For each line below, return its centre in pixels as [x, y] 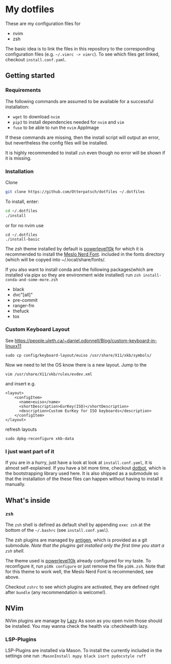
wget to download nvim [36, 116]
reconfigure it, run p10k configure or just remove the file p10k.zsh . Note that [85, 566]
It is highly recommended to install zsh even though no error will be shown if [85, 153]
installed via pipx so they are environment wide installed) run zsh [73, 275]
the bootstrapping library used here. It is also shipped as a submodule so [82, 474]
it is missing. [18, 158]
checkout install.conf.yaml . [36, 59]
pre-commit [25, 300]
